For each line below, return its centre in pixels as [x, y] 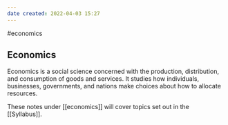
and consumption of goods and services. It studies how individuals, [103, 79]
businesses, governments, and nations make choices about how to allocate [114, 86]
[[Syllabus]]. [25, 114]
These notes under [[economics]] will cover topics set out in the [98, 107]
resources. [22, 93]
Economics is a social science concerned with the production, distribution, [113, 71]
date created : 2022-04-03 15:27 [54, 13]
